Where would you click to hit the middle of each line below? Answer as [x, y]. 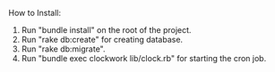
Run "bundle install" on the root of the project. [106, 30]
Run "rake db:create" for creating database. [102, 40]
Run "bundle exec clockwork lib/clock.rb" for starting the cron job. [144, 58]
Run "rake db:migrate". [63, 49]
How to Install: [35, 13]
